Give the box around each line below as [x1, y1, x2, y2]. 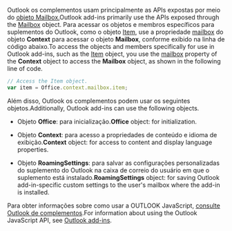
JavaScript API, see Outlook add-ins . [7, 216, 113, 224]
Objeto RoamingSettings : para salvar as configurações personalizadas [17, 159, 220, 167]
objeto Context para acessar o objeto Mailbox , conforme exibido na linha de [7, 35, 225, 43]
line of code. [7, 65, 43, 72]
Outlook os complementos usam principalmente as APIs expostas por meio [7, 6, 221, 14]
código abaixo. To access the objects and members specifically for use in [7, 43, 215, 50]
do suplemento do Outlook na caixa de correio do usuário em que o [17, 165, 210, 174]
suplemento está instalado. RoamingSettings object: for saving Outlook [17, 173, 220, 181]
